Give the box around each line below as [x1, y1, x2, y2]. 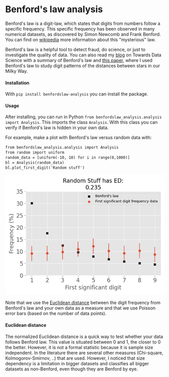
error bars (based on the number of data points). [5, 310, 107, 317]
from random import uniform [5, 150, 65, 155]
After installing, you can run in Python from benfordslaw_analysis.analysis [5, 114, 162, 120]
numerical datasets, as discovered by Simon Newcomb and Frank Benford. [5, 31, 161, 37]
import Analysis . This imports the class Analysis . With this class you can [5, 119, 158, 125]
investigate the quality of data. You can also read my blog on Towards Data [5, 52, 162, 58]
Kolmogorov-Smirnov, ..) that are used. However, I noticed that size [5, 355, 145, 361]
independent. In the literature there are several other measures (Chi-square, [5, 350, 163, 356]
